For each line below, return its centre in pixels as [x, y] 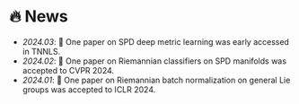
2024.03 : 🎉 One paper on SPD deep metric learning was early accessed [156, 41]
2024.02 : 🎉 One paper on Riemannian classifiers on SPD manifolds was [154, 61]
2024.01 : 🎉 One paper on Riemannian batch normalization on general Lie [156, 80]
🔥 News [39, 17]
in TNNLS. [41, 51]
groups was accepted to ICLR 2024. [89, 89]
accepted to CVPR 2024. [68, 70]
